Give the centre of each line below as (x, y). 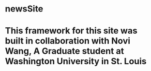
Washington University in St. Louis (76, 61)
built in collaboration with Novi (68, 41)
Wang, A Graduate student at (65, 51)
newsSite (24, 9)
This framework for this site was (71, 31)
